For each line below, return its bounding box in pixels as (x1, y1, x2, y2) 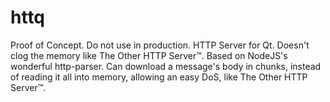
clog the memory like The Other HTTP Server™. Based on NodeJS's (10, 49, 288, 61)
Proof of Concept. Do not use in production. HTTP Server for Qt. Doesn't (10, 39, 310, 51)
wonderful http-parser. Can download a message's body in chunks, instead (10, 60, 322, 72)
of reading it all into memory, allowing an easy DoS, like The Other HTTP (10, 71, 308, 83)
